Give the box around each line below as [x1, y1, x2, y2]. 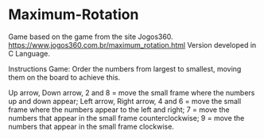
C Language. [8, 48, 50, 58]
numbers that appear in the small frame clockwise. [8, 122, 175, 131]
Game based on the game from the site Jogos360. [8, 32, 173, 41]
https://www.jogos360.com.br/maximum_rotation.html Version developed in [8, 40, 257, 49]
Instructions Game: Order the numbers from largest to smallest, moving [8, 64, 242, 73]
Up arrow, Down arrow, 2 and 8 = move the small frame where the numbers [8, 87, 255, 97]
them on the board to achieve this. [8, 72, 121, 82]
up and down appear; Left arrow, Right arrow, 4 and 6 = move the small [8, 96, 242, 106]
